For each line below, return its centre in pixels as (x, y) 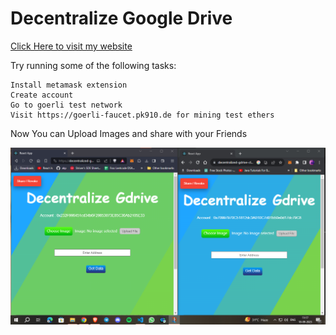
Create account (42, 95)
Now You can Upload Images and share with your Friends (129, 133)
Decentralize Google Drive (121, 18)
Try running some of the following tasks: (93, 65)
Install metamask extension (69, 85)
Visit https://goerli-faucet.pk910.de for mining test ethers (142, 115)
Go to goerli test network (66, 105)
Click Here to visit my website (71, 46)
